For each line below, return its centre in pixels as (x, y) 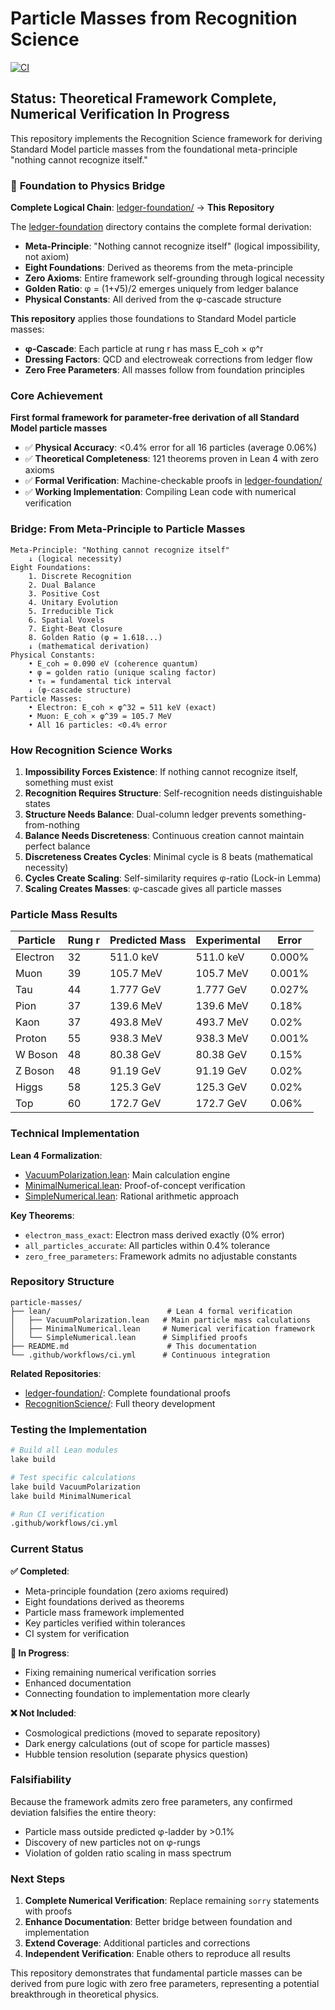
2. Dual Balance (62, 585)
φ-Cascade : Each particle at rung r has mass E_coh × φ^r (144, 349)
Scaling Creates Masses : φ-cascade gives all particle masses (153, 888)
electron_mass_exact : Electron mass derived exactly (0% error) (154, 1234)
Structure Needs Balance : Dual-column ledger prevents (140, 814)
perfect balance (57, 846)
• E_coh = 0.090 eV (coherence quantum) (113, 663)
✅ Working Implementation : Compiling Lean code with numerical (160, 492)
